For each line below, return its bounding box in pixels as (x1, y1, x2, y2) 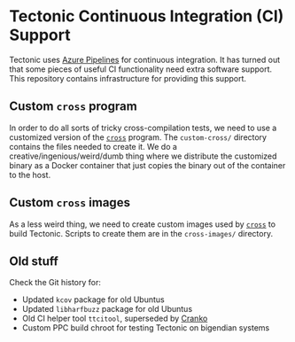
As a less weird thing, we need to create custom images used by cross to (9, 219, 276, 229)
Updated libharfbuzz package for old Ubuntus (21, 304, 193, 315)
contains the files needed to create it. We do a (9, 141, 177, 152)
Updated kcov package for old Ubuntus (21, 294, 166, 305)
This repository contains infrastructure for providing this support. (9, 73, 246, 83)
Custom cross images (9, 195, 131, 210)
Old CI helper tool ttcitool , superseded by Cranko (21, 313, 208, 324)
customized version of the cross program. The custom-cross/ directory (9, 131, 268, 143)
